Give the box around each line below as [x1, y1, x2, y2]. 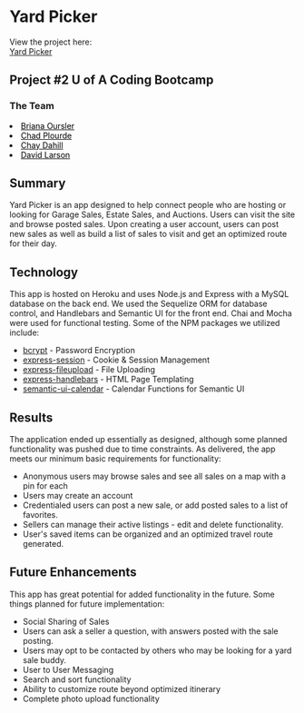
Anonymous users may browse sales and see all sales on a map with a [22, 470, 286, 482]
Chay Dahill [21, 139, 64, 151]
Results [9, 410, 54, 425]
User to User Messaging [22, 664, 114, 675]
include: [9, 327, 40, 338]
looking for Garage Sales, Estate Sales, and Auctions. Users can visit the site [9, 209, 296, 220]
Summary [9, 175, 66, 192]
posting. [22, 635, 54, 646]
